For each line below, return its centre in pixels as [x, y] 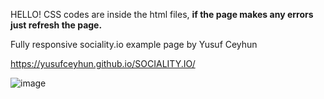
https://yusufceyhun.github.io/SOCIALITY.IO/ [103, 63]
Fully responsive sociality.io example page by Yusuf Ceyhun [134, 44]
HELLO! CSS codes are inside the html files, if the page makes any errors [162, 14]
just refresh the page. [56, 25]
